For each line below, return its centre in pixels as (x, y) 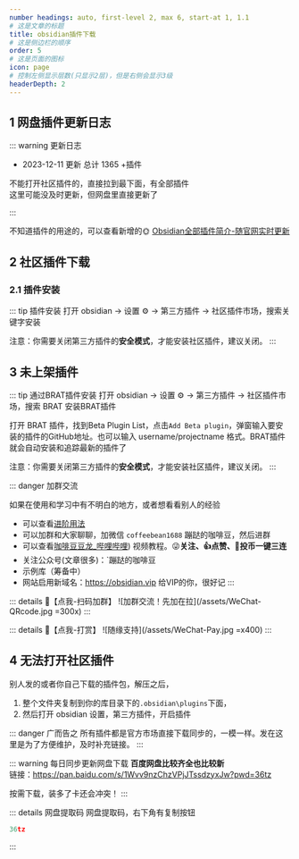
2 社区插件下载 (50, 261)
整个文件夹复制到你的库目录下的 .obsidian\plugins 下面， (127, 703)
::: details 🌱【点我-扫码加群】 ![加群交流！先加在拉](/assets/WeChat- (135, 601)
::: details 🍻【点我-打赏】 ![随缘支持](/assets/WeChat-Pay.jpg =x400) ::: (141, 629)
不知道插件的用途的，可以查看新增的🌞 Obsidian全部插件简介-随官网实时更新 (149, 231)
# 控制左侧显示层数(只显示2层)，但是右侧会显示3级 (91, 76)
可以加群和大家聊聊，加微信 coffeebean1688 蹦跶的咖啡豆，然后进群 (146, 535)
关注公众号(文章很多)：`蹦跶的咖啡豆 (89, 560)
